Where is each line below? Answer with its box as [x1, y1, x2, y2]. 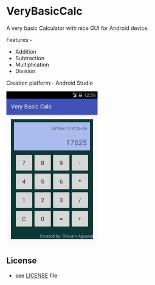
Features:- [6, 36, 32, 43]
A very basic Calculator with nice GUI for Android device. [6, 24, 150, 32]
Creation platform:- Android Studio [6, 79, 93, 86]
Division [15, 67, 35, 74]
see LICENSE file [15, 272, 58, 279]
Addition [15, 47, 36, 55]
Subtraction [15, 54, 44, 62]
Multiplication [15, 61, 50, 68]
